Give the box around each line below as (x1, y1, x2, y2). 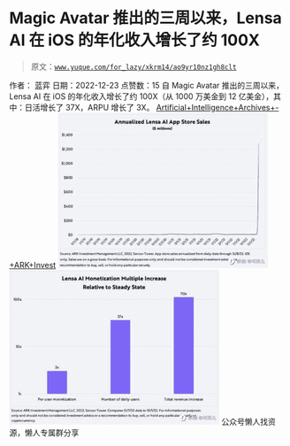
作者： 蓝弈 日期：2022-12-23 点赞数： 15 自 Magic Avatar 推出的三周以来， (9, 80, 285, 90)
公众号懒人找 (220, 416, 268, 427)
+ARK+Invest (9, 259, 57, 270)
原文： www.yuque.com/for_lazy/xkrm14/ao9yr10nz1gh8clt (30, 61, 237, 72)
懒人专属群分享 (24, 427, 80, 438)
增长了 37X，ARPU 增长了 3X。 (39, 102, 155, 112)
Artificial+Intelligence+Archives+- (156, 102, 279, 112)
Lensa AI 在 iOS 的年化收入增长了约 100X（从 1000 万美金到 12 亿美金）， (9, 90, 274, 102)
